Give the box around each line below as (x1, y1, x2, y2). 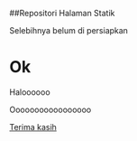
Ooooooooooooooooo (9, 104, 92, 115)
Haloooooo (9, 86, 51, 98)
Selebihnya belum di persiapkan (9, 25, 129, 35)
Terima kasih (9, 121, 57, 132)
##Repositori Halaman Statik (9, 8, 115, 18)
